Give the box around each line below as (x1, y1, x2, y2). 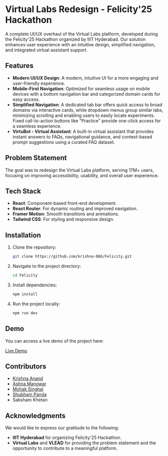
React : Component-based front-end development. (12, 200, 117, 206)
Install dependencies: (12, 282, 57, 288)
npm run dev (12, 311, 38, 316)
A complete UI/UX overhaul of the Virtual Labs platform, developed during (5, 31, 158, 37)
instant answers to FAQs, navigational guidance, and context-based (12, 133, 152, 139)
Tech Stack (5, 187, 41, 195)
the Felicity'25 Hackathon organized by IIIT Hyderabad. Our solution (5, 36, 146, 42)
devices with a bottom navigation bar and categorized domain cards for (12, 91, 160, 97)
